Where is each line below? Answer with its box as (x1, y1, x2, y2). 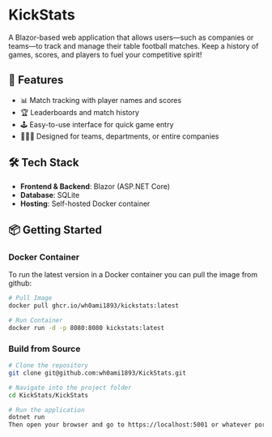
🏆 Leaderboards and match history (19, 107, 140, 117)
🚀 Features (8, 73, 64, 87)
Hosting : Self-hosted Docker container (19, 199, 151, 208)
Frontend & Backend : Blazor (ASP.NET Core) (19, 181, 171, 191)
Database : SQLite (19, 190, 80, 199)
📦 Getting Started (8, 223, 103, 237)
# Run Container (8, 316, 63, 324)
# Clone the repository (8, 362, 89, 370)
